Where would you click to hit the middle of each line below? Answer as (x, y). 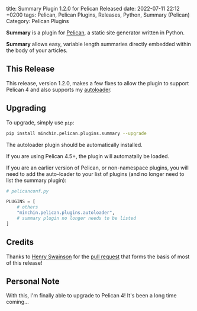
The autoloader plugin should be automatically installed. (75, 145)
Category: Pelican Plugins (38, 21)
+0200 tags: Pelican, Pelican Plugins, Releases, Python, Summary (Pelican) (98, 15)
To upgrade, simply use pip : (40, 122)
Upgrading (26, 108)
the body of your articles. (37, 50)
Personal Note (33, 281)
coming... (18, 302)
